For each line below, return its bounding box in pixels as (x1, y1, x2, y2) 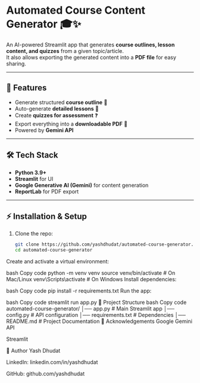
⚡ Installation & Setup (6, 211, 87, 221)
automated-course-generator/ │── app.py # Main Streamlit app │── (6, 305, 175, 312)
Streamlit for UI (14, 175, 54, 182)
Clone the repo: (14, 230, 54, 237)
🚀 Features (6, 83, 47, 93)
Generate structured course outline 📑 (14, 99, 108, 106)
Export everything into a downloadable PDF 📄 (14, 120, 128, 127)
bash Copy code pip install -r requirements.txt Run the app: (6, 287, 152, 294)
